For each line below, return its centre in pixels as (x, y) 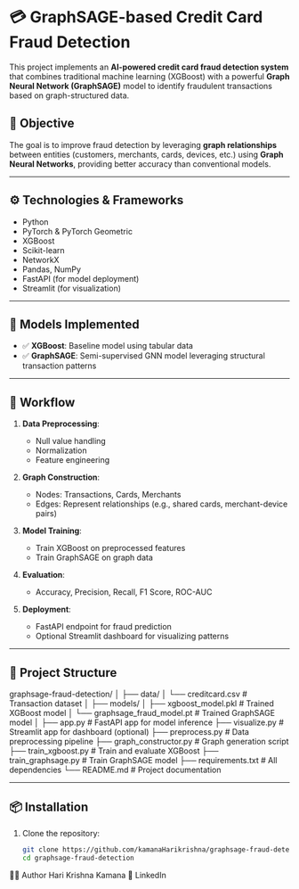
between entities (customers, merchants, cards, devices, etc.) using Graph (146, 154)
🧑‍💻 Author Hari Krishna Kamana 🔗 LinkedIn (88, 875)
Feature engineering (73, 460)
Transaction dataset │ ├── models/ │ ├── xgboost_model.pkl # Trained (141, 704)
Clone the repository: (61, 833)
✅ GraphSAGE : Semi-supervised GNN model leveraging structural (143, 356)
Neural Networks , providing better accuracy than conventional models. (140, 164)
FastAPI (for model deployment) (81, 278)
